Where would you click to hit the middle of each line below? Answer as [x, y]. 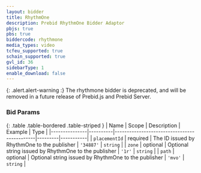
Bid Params [23, 112]
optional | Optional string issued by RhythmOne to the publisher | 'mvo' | [95, 157]
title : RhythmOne [28, 17]
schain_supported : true [36, 56]
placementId [108, 139]
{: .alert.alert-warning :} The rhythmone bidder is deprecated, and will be [96, 90]
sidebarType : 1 [25, 68]
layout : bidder [25, 12]
